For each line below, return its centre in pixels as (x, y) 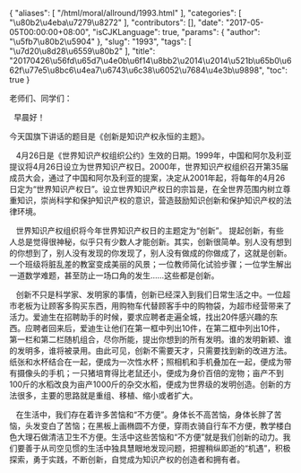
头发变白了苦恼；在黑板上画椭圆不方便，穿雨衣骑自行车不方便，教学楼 (154, 426)
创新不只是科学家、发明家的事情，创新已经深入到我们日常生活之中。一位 (149, 294)
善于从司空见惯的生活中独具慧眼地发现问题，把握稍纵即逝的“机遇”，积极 (158, 448)
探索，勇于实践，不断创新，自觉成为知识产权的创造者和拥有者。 (127, 460)
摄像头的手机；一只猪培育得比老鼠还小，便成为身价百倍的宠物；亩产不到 (150, 373)
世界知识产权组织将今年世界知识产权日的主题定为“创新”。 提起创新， (142, 231)
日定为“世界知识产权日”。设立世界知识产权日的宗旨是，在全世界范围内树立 (146, 189)
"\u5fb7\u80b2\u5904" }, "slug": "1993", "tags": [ (101, 41)
